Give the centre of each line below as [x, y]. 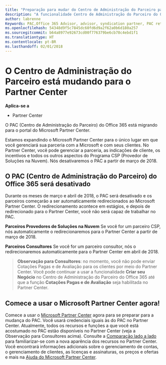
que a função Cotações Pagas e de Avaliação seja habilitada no [83, 282]
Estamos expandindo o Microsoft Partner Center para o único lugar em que [82, 139]
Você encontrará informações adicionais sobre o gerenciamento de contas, [82, 347]
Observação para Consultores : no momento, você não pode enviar [86, 261]
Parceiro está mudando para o [68, 81]
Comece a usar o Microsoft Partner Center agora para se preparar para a [80, 315]
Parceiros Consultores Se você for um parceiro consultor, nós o [71, 247]
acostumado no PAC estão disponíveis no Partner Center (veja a [70, 331]
